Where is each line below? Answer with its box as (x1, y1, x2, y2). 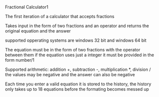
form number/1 (5, 57, 35, 63)
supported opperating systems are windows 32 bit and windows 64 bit (5, 37, 147, 43)
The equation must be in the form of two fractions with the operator (5, 47, 141, 52)
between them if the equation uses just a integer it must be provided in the (5, 52, 155, 58)
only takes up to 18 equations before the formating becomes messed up (5, 86, 149, 92)
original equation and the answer (5, 28, 71, 33)
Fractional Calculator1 (5, 4, 49, 10)
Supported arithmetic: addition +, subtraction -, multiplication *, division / (5, 66, 151, 72)
